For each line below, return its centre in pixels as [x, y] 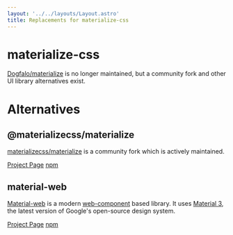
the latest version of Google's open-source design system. [91, 211]
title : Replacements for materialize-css [68, 20]
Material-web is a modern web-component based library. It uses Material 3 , [115, 204]
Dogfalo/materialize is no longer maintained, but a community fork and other [116, 74]
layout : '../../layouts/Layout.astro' [63, 14]
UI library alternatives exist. [46, 81]
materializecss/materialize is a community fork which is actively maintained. [116, 152]
